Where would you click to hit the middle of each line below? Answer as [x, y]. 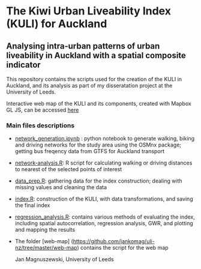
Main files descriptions [40, 125]
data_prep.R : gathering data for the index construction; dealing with [98, 181]
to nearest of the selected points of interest [68, 169]
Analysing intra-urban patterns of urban [83, 46]
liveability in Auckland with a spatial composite [96, 55]
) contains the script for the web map [123, 248]
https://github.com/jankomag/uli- [114, 241]
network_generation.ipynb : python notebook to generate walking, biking [105, 139]
